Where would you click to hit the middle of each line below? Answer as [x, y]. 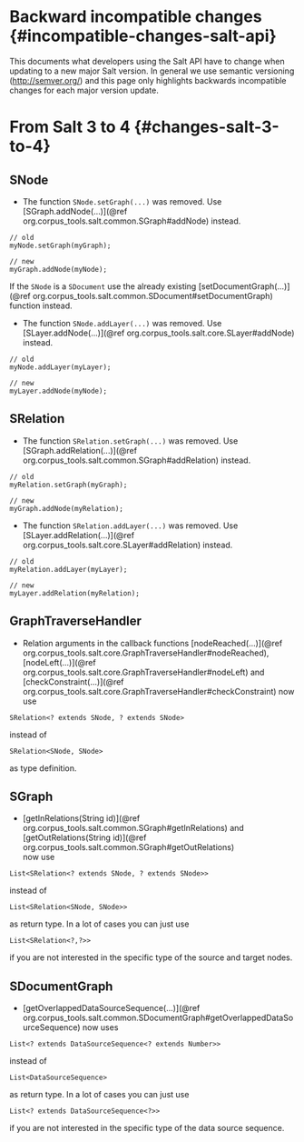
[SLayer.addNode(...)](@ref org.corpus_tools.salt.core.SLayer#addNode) [158, 333]
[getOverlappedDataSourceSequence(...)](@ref [111, 1008]
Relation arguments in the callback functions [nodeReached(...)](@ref [152, 643]
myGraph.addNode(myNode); [58, 269]
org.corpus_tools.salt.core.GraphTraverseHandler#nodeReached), [146, 653]
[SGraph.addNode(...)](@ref [75, 211]
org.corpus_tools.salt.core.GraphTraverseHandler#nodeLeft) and [143, 672]
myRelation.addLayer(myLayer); [69, 569]
